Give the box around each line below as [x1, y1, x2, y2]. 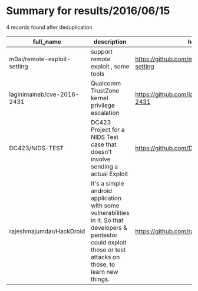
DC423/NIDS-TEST [9, 144, 64, 152]
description [93, 37, 127, 45]
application [90, 194, 122, 202]
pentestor [90, 231, 118, 239]
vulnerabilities [90, 209, 130, 217]
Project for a [90, 125, 125, 134]
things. [90, 275, 110, 283]
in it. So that [90, 216, 124, 224]
